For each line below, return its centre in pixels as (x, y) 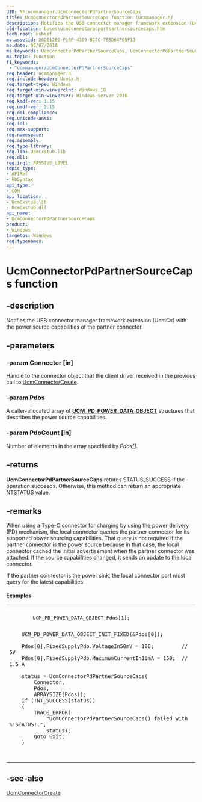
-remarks (24, 511)
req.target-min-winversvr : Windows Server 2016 (67, 96)
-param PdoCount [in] (39, 433)
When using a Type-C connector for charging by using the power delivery (98, 526)
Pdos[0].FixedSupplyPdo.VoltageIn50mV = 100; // (105, 646)
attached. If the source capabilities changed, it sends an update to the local (99, 558)
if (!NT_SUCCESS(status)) (59, 700)
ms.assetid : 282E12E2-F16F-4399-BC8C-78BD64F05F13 (71, 40)
